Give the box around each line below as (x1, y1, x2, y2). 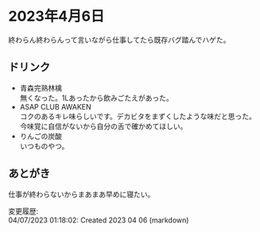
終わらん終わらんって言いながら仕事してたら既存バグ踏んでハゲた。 (8, 35, 231, 44)
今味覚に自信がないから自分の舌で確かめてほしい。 (19, 121, 188, 131)
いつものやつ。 (19, 141, 69, 151)
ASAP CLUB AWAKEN (19, 102, 91, 111)
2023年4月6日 (8, 7, 105, 25)
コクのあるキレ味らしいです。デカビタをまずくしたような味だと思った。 (19, 111, 256, 121)
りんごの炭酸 (19, 131, 62, 141)
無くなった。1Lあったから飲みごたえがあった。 (19, 93, 173, 102)
